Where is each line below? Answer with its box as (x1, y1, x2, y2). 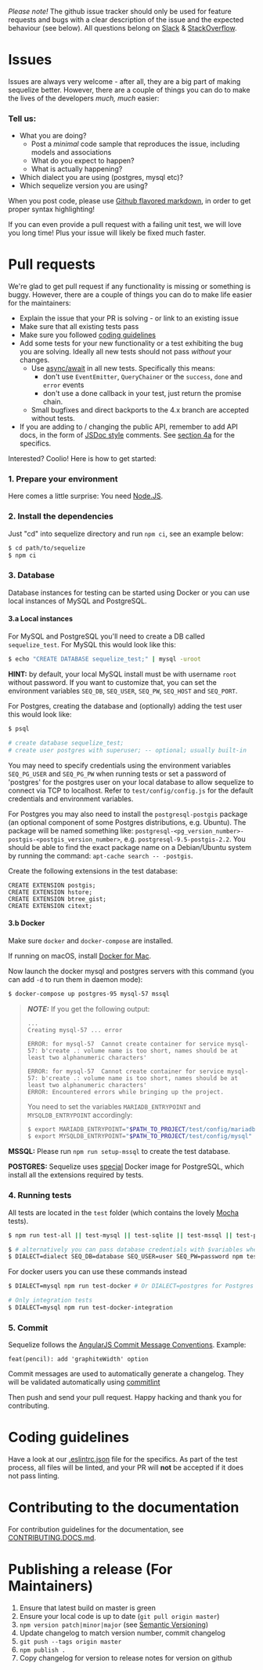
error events (42, 380, 85, 390)
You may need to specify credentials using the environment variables (8, 760, 231, 770)
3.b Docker (8, 918, 45, 928)
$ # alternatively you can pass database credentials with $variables (8, 1245, 243, 1254)
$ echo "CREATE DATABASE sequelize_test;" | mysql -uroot (8, 655, 201, 663)
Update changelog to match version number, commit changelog (19, 1628, 225, 1637)
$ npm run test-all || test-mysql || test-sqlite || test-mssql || (8, 1231, 233, 1240)
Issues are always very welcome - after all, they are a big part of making (8, 76, 241, 86)
